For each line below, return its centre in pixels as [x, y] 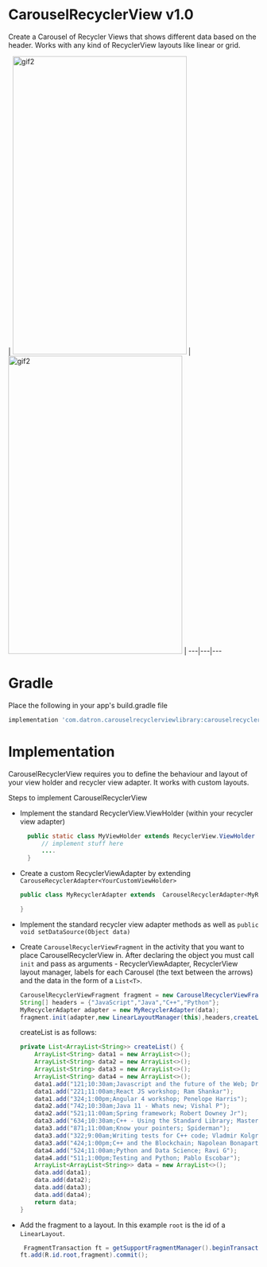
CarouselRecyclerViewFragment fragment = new [96, 995]
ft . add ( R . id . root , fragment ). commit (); [84, 1255]
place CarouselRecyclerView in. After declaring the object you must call [137, 955]
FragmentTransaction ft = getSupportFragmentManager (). [118, 1248]
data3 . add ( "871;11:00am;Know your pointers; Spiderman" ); [132, 1129]
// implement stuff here [82, 843]
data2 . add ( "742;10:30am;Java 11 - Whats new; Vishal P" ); [132, 1106]
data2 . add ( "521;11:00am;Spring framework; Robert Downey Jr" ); [141, 1114]
